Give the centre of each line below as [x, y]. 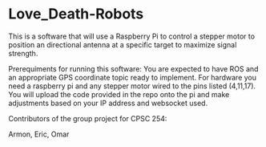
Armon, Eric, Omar [39, 134]
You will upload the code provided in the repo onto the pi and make [119, 94]
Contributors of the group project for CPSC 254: [88, 118]
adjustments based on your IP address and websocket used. [108, 103]
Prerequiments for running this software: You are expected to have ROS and [133, 68]
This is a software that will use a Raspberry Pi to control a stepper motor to [131, 36]
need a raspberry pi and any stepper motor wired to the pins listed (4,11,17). [132, 86]
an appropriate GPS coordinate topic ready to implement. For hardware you [133, 77]
